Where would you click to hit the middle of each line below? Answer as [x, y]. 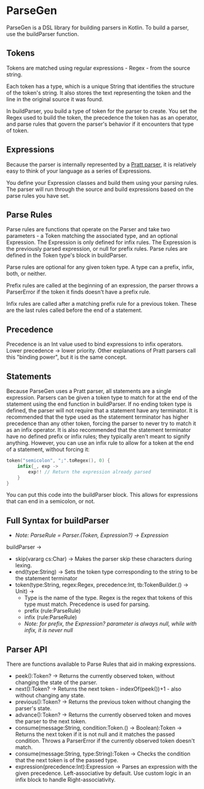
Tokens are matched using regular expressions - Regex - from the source [98, 68]
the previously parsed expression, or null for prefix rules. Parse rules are [97, 249]
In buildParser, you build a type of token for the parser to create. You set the [102, 111]
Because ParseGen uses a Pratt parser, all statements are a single [89, 391]
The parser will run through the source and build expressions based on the [100, 189]
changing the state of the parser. [56, 682]
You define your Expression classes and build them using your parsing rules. [102, 182]
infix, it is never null [48, 630]
